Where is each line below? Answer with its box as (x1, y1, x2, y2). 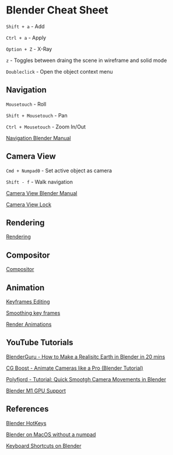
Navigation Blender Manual (6, 134, 71, 141)
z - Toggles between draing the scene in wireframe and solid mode (6, 57, 167, 64)
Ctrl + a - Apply (6, 34, 47, 41)
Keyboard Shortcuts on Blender (6, 442, 82, 449)
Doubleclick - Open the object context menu (6, 68, 114, 75)
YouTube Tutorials (6, 338, 74, 348)
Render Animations (6, 321, 52, 328)
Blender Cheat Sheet (6, 4, 109, 17)
